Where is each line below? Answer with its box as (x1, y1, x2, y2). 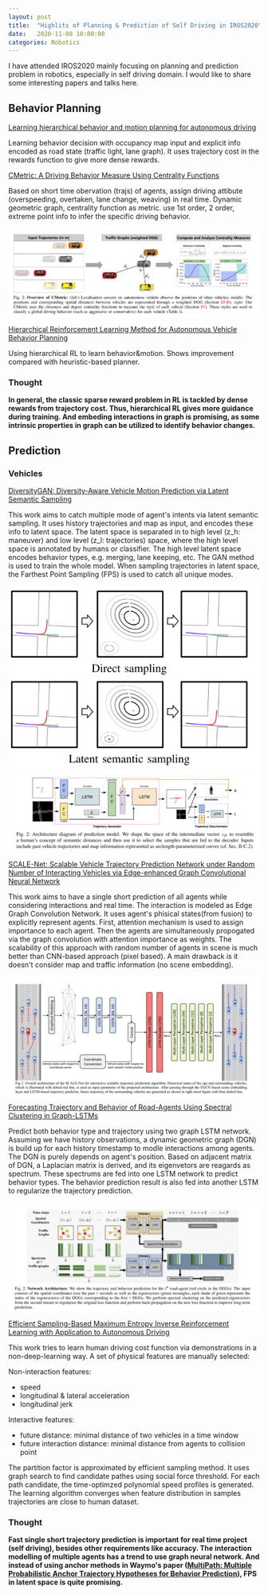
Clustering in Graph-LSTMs (8, 1111, 98, 1121)
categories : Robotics (8, 38, 81, 46)
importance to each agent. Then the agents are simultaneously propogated (8, 926, 255, 936)
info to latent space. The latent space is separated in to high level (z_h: (8, 526, 241, 536)
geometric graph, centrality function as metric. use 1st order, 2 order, (8, 203, 235, 213)
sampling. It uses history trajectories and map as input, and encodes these (8, 518, 254, 528)
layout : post (8, 13, 52, 21)
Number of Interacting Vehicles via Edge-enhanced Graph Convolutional (8, 868, 246, 877)
